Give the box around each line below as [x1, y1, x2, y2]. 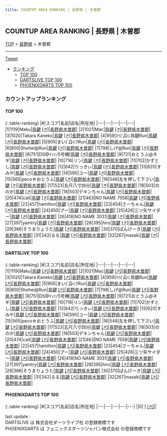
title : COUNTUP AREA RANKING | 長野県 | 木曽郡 [5, 7, 101, 12]
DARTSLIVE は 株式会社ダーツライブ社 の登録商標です [5, 419, 115, 425]
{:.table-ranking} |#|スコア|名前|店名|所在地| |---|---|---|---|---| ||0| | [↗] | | [5, 403, 157, 409]
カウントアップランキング [5, 96, 66, 103]
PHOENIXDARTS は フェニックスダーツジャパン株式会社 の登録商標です [5, 426, 152, 432]
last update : [5, 413, 31, 419]
